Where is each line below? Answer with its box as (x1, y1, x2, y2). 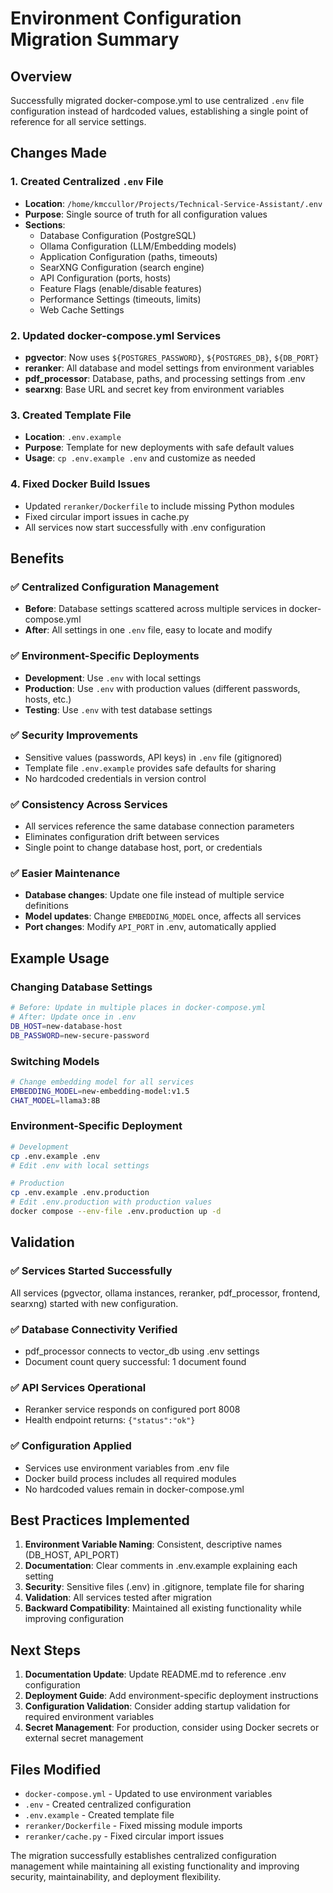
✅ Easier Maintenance (10, 867, 121, 881)
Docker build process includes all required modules (24, 1472, 237, 1484)
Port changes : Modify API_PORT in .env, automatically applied (24, 921, 277, 933)
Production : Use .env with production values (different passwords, (24, 682, 301, 694)
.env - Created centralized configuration (24, 1798, 192, 1810)
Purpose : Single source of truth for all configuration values (24, 208, 268, 220)
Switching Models (10, 1054, 100, 1068)
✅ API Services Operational (10, 1380, 147, 1394)
